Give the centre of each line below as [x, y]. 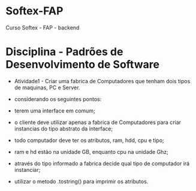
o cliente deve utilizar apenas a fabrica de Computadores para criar [97, 122]
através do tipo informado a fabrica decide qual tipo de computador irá [102, 163]
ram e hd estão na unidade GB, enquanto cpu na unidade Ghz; [91, 151]
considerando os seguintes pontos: [58, 99]
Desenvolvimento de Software [83, 65]
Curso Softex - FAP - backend [43, 28]
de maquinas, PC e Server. [47, 87]
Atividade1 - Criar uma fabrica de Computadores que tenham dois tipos [102, 81]
